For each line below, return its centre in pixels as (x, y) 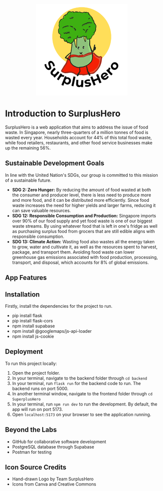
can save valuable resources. (41, 210)
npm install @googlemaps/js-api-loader (52, 331)
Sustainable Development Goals (55, 163)
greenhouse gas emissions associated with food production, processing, (85, 257)
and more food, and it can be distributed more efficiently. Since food (81, 200)
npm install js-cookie (33, 336)
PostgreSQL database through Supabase (53, 447)
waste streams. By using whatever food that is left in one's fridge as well (85, 226)
